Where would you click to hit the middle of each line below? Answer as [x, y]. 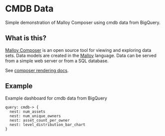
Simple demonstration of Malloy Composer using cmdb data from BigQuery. [83, 22]
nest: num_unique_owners [35, 116]
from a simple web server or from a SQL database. [57, 61]
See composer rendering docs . [37, 70]
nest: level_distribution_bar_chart [47, 125]
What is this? [26, 38]
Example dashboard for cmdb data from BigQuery [56, 98]
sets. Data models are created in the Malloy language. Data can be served [81, 55]
